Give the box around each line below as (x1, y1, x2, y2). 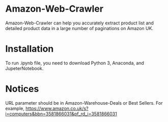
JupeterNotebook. (5, 65, 44, 71)
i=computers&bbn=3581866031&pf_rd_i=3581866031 (5, 110, 117, 117)
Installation (5, 43, 54, 55)
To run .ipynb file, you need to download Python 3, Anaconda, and (5, 59, 144, 66)
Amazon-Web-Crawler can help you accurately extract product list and (5, 20, 154, 26)
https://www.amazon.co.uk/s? (25, 105, 89, 111)
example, (5, 105, 24, 111)
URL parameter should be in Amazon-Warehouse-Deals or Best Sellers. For (5, 100, 163, 106)
